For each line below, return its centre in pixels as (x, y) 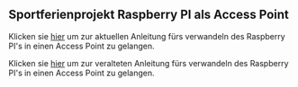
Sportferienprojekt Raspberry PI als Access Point (149, 15)
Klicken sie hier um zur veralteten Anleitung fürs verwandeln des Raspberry (149, 63)
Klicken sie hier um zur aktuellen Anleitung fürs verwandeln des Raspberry (147, 36)
